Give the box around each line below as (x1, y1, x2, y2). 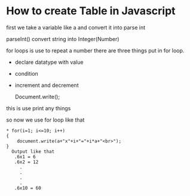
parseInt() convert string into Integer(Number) (6, 35, 119, 42)
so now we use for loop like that (6, 116, 85, 123)
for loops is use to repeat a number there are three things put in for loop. (6, 46, 185, 54)
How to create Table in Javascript (6, 4, 176, 18)
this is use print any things (6, 104, 71, 111)
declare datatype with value (14, 58, 84, 66)
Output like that (11, 148, 55, 154)
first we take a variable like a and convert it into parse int (6, 24, 146, 31)
